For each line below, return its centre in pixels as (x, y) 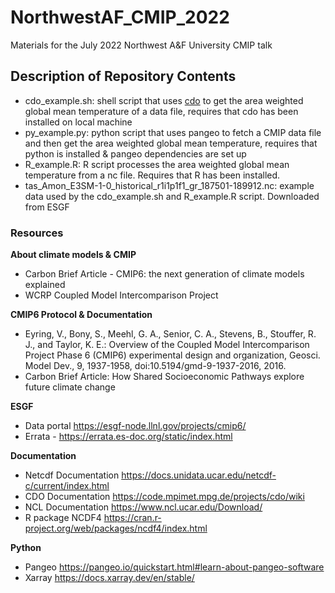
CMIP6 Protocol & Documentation (81, 315)
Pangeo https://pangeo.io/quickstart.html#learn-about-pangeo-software (174, 567)
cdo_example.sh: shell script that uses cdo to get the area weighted (164, 100)
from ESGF (47, 207)
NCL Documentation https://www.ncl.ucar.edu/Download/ (143, 507)
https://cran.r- (132, 518)
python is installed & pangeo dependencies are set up (135, 153)
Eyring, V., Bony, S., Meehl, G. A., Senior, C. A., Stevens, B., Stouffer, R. (170, 334)
